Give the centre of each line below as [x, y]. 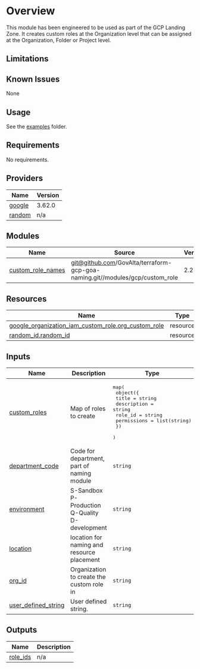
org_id [18, 581]
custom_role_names [37, 270]
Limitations [27, 59]
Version [48, 195]
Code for [83, 451]
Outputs [22, 630]
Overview [31, 11]
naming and [87, 545]
